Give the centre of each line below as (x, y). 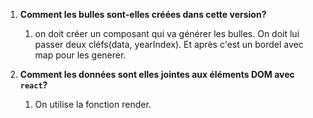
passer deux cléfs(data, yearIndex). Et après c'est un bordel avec (169, 44)
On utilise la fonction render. (93, 104)
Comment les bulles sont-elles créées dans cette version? (143, 14)
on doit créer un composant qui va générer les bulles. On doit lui (167, 33)
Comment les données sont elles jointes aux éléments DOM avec (157, 74)
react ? (33, 85)
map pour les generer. (80, 55)
